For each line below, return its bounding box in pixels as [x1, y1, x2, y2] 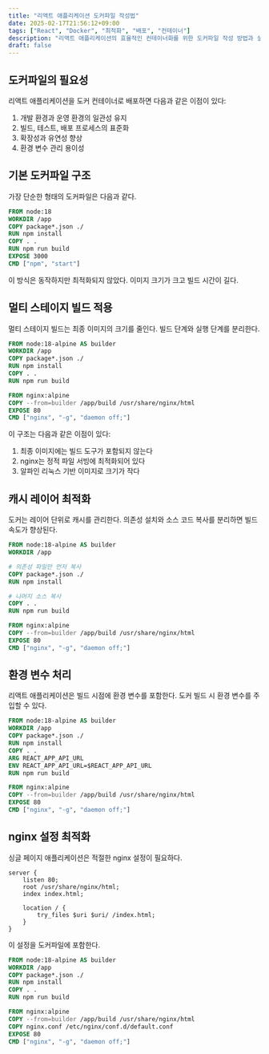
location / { [22, 903, 66, 912]
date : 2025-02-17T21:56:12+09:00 [8, 19, 120, 27]
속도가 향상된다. [8, 525, 58, 535]
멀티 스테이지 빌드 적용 [8, 301, 114, 315]
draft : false [8, 42, 52, 50]
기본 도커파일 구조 [8, 169, 91, 183]
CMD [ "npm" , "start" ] [8, 260, 81, 268]
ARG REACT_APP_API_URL [8, 754, 84, 762]
